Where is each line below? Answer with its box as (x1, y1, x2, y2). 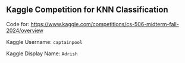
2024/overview (6, 27, 43, 34)
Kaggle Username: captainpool (6, 38, 83, 45)
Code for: (6, 20, 30, 27)
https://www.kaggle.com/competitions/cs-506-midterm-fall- (30, 20, 180, 27)
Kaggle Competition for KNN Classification (6, 5, 168, 15)
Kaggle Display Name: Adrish (6, 50, 78, 57)
